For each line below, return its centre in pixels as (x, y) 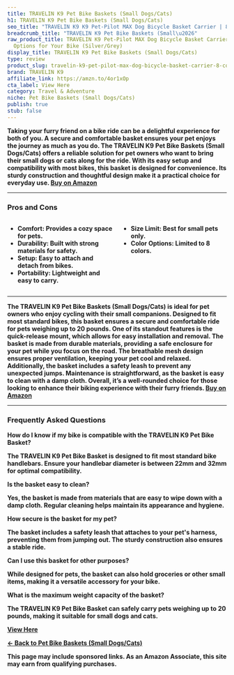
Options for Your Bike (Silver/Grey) (68, 46)
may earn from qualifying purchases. (62, 664)
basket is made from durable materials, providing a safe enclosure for (110, 344)
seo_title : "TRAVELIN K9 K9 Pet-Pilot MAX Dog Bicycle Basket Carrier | (115, 26)
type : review (26, 59)
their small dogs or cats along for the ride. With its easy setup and (104, 160)
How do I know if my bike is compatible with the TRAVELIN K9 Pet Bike (111, 435)
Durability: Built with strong (58, 243)
